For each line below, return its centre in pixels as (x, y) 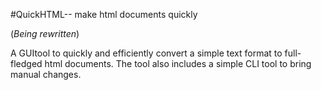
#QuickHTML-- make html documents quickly (104, 14)
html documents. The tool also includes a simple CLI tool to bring (178, 63)
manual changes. (46, 74)
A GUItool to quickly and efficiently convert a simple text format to (146, 53)
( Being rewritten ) (45, 33)
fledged (26, 63)
